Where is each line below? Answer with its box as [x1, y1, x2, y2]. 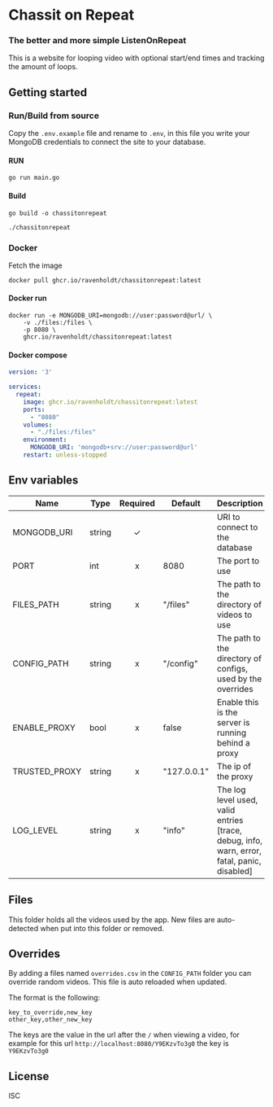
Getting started [8, 85, 88, 99]
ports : [23, 405, 45, 413]
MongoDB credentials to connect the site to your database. [8, 137, 206, 147]
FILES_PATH [12, 598, 59, 610]
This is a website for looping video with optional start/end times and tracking [8, 53, 265, 63]
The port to [216, 555, 260, 567]
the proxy [216, 771, 253, 782]
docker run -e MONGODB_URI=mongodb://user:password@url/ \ [8, 312, 213, 320]
